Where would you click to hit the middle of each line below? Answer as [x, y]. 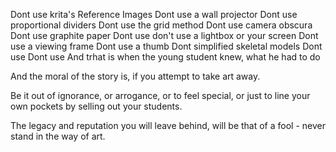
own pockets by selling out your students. [96, 106]
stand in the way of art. [58, 136]
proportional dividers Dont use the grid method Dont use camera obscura [161, 25]
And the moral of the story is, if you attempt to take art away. [135, 76]
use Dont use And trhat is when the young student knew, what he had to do [165, 57]
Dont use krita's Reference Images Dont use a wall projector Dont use [154, 14]
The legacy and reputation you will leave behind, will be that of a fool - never [168, 125]
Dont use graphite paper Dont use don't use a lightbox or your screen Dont [164, 35]
